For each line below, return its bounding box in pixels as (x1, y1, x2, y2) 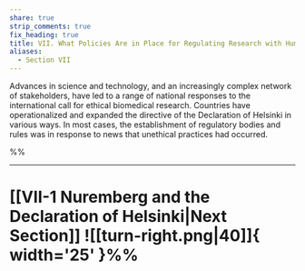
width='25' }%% (9, 245, 139, 266)
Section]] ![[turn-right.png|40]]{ (9, 226, 261, 246)
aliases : (9, 47, 43, 56)
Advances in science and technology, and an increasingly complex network (9, 81, 292, 91)
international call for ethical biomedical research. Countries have (9, 100, 251, 110)
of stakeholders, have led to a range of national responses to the (9, 90, 251, 101)
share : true (9, 13, 54, 23)
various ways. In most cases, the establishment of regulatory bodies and (9, 119, 281, 130)
